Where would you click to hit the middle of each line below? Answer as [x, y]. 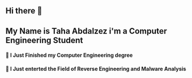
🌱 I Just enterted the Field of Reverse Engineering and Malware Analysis [96, 69]
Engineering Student [44, 40]
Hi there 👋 [24, 11]
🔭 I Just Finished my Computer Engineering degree [69, 55]
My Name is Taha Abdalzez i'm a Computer [86, 31]
